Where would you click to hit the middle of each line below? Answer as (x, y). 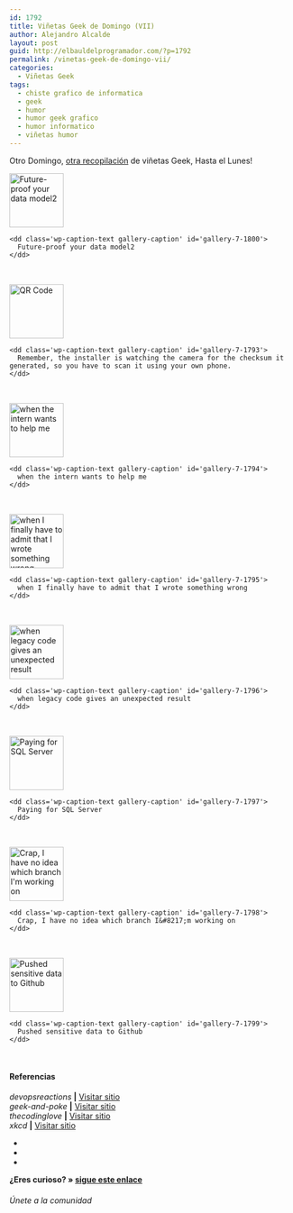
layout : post (34, 43)
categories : (32, 68)
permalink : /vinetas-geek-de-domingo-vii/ (90, 59)
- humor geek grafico (58, 118)
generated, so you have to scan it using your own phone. (120, 366)
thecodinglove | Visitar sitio (60, 1116)
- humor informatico (56, 127)
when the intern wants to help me (82, 477)
